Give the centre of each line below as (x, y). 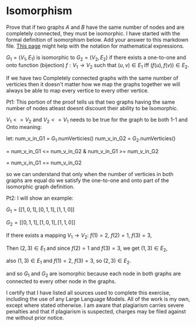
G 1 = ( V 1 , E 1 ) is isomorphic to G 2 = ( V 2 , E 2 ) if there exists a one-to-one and (96, 58)
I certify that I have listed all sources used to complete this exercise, (88, 292)
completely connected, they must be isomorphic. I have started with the (93, 33)
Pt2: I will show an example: (40, 198)
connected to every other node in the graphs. (61, 281)
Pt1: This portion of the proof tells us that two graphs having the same (91, 102)
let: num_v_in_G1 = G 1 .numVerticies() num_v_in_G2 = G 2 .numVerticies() (91, 139)
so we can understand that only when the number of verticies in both (90, 174)
